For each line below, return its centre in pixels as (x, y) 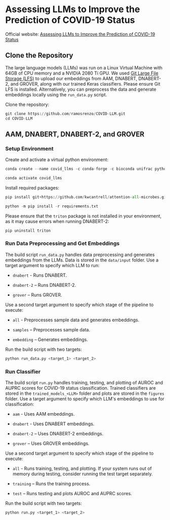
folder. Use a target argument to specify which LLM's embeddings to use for (85, 399)
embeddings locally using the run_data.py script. (56, 94)
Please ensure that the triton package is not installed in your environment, (83, 216)
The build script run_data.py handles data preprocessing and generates (80, 254)
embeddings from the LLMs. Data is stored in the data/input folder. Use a (82, 260)
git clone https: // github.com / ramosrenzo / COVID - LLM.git (65, 114)
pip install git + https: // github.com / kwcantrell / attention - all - (73, 197)
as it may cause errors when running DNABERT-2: (57, 221)
